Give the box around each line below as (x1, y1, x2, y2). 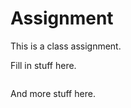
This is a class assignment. (10, 40, 122, 52)
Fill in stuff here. (10, 59, 77, 71)
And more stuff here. (10, 87, 96, 99)
